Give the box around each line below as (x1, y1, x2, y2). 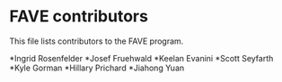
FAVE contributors (9, 6, 148, 27)
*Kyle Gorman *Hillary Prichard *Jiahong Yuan (9, 62, 185, 73)
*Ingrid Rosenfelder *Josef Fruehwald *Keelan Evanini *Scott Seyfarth (9, 53, 274, 63)
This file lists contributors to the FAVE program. (9, 36, 184, 46)
